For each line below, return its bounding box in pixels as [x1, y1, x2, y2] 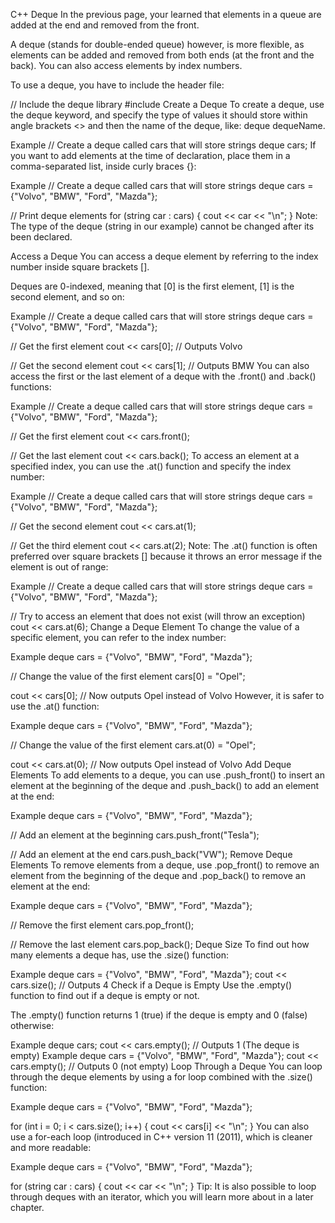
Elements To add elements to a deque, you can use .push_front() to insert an [10, 769, 325, 781]
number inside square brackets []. [10, 261, 150, 273]
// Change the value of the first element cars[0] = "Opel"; [10, 670, 246, 682]
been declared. [10, 231, 73, 243]
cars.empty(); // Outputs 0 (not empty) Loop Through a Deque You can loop [10, 1060, 323, 1072]
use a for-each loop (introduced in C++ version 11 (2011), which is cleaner [10, 1131, 313, 1143]
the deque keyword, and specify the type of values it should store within [10, 109, 308, 121]
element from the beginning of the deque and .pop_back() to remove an [10, 870, 306, 881]
